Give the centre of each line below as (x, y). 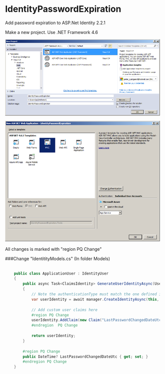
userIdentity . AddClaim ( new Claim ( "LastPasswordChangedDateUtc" (97, 320)
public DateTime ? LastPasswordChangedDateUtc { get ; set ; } (85, 357)
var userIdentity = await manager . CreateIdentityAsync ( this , (95, 299)
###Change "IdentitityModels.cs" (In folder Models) (58, 258)
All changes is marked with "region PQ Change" (54, 249)
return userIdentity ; (54, 336)
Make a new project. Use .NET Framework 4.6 (52, 32)
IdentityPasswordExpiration (63, 9)
